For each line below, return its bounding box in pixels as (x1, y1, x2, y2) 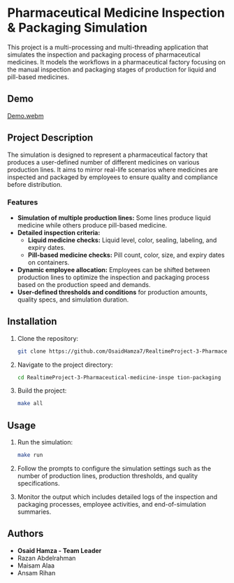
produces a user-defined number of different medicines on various (7, 157, 200, 166)
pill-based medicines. (7, 72, 70, 81)
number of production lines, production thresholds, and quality (17, 471, 198, 480)
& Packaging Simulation (7, 20, 148, 36)
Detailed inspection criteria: (17, 228, 101, 237)
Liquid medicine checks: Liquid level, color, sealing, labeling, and (27, 236, 217, 244)
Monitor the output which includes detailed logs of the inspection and (17, 492, 218, 501)
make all (17, 400, 43, 407)
